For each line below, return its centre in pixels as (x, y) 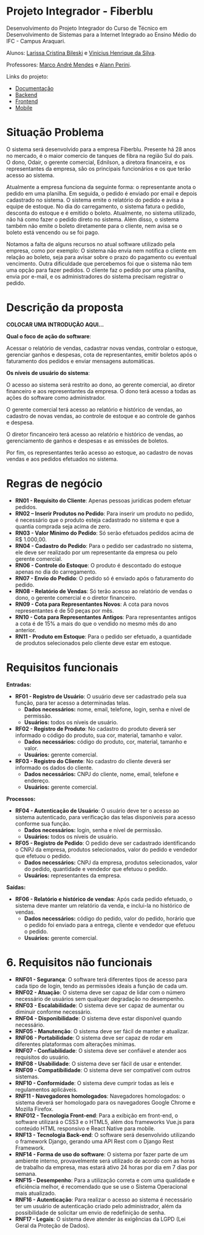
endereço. (37, 780)
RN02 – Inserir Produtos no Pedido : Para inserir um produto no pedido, (104, 513)
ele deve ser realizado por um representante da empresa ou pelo (96, 552)
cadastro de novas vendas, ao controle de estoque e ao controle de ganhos (101, 416)
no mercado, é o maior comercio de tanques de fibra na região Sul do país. (100, 155)
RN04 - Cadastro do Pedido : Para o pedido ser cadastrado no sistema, (104, 546)
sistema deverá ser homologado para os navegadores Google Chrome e (105, 1102)
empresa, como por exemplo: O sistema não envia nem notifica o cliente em (101, 251)
